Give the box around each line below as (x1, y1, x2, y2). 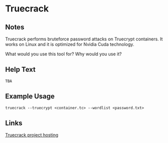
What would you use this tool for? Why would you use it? (5, 51, 122, 57)
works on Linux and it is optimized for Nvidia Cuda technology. (5, 41, 134, 47)
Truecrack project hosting (5, 132, 58, 138)
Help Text (5, 65, 36, 74)
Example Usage (5, 92, 55, 101)
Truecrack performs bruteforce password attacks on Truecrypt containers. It (5, 36, 163, 42)
